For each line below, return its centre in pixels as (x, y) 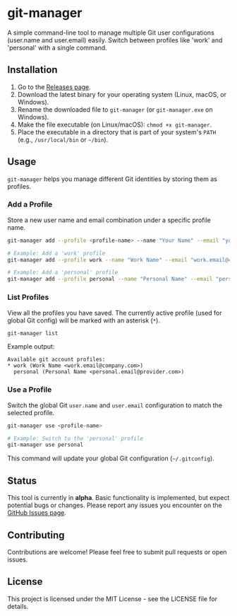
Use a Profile (30, 390)
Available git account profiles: (56, 360)
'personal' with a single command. (57, 47)
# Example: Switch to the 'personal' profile (75, 438)
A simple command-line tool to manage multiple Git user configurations (111, 33)
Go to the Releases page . (54, 87)
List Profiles (28, 297)
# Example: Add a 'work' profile (56, 253)
